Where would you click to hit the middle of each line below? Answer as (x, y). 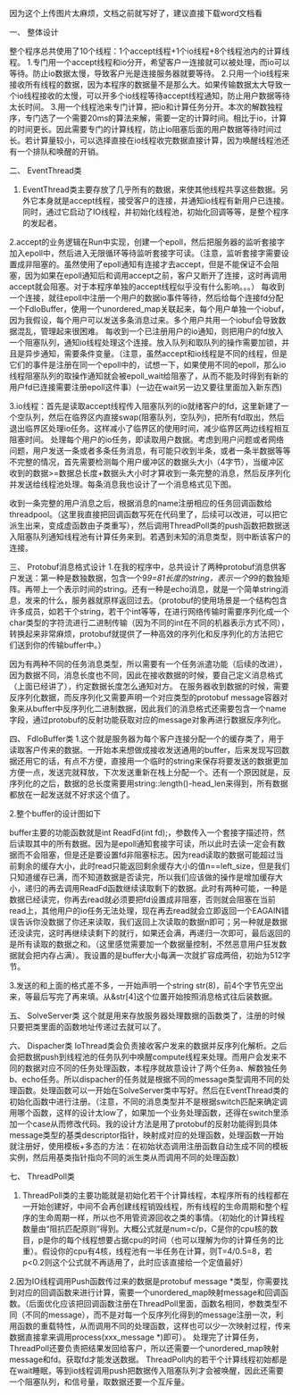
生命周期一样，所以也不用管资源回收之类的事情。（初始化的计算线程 (161, 1218)
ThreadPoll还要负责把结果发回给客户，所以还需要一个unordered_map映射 (144, 1348)
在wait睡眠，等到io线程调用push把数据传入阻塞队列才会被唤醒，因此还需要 (146, 1370)
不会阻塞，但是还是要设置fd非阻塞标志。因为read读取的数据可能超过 (150, 855)
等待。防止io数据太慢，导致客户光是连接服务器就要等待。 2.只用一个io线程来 (150, 73)
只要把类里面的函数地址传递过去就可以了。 (87, 1027)
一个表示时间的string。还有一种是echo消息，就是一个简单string (164, 589)
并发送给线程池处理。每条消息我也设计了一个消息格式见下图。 (123, 484)
